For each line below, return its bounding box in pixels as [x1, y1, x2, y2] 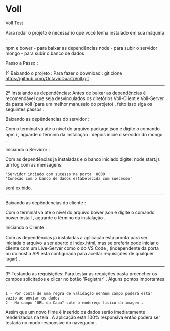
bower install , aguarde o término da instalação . [5, 214, 106, 221]
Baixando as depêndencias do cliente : [5, 199, 86, 206]
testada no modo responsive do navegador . [5, 319, 98, 325]
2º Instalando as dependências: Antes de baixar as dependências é [5, 90, 146, 96]
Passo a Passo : [5, 60, 38, 66]
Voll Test [5, 20, 24, 26]
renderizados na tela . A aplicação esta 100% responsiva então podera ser [5, 314, 160, 320]
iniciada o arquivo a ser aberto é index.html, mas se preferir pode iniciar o [5, 240, 159, 246]
